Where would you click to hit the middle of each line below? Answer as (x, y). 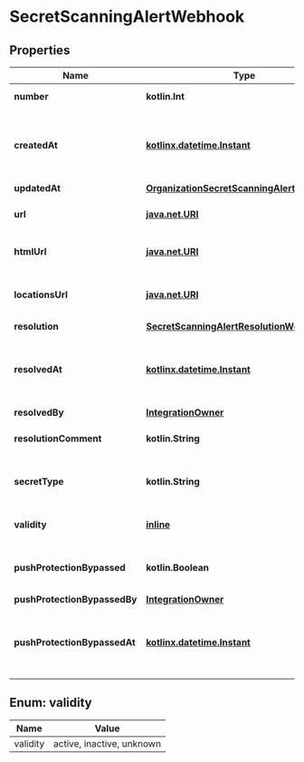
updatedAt (38, 188)
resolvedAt (38, 369)
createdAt (36, 145)
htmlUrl (30, 251)
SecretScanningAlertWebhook (127, 17)
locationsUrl (41, 294)
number (31, 96)
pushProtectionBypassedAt (75, 642)
